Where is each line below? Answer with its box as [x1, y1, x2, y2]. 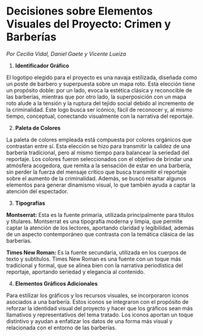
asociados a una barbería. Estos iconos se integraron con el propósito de [6, 298, 189, 305]
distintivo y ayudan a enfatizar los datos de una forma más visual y [6, 317, 173, 324]
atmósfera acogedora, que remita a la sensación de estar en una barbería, [6, 162, 192, 169]
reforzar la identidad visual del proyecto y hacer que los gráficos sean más [6, 304, 193, 312]
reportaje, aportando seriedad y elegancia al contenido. [6, 268, 145, 275]
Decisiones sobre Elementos [6, 4, 153, 18]
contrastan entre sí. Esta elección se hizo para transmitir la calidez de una [6, 142, 191, 149]
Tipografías [15, 199, 45, 207]
